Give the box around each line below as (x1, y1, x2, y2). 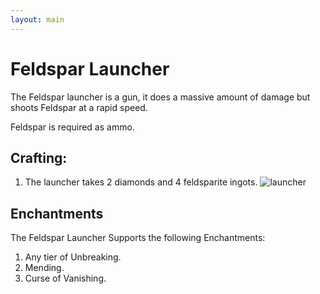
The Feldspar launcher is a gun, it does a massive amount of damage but (10, 91, 311, 103)
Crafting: (10, 149, 68, 166)
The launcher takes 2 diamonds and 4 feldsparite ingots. (24, 176, 258, 188)
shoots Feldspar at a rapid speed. (10, 101, 148, 113)
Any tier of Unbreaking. (24, 251, 122, 263)
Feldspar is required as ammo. (10, 121, 135, 133)
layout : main (10, 14, 65, 25)
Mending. (24, 262, 65, 274)
